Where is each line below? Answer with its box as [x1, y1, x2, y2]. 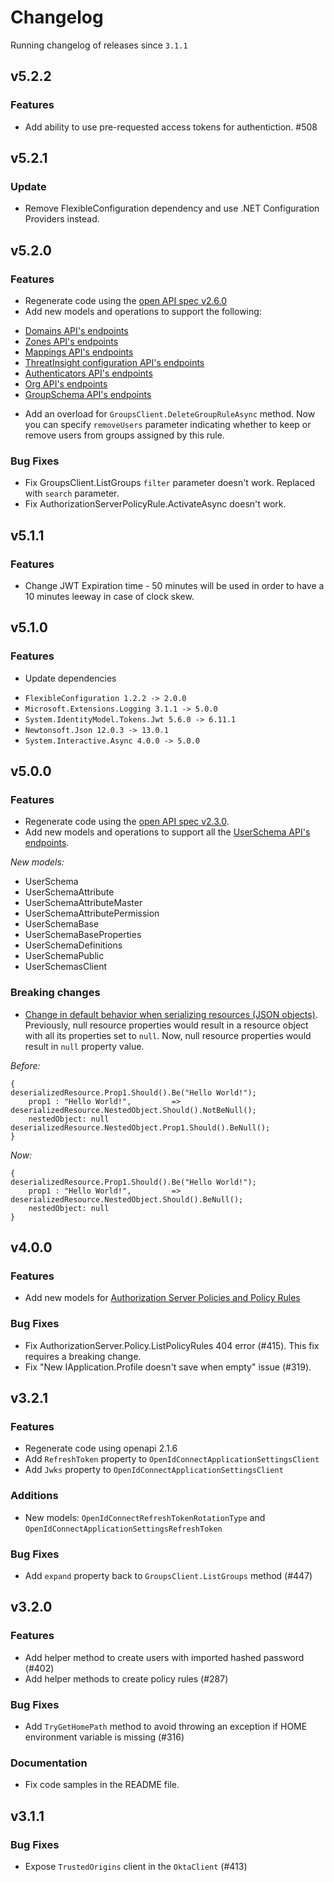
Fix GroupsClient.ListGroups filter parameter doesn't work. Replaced [24, 477, 316, 489]
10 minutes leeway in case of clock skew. [24, 590, 195, 602]
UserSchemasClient [24, 961, 107, 973]
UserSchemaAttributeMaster [24, 897, 143, 909]
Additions [10, 1489, 59, 1503]
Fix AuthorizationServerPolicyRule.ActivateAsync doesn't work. [24, 498, 287, 510]
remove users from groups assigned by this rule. [24, 429, 225, 441]
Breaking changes [10, 986, 101, 1000]
